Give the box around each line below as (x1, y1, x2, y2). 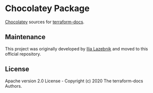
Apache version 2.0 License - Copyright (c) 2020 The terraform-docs (5, 78, 143, 84)
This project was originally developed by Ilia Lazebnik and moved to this (5, 46, 148, 51)
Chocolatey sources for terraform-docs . (5, 19, 84, 25)
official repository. (5, 51, 41, 57)
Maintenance (5, 33, 46, 41)
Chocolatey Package (5, 3, 90, 14)
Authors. (5, 83, 22, 89)
